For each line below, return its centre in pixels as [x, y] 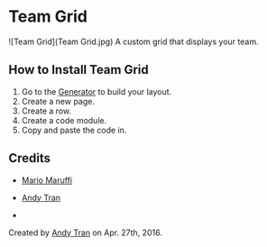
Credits [30, 158]
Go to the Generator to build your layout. [97, 91]
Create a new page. [58, 101]
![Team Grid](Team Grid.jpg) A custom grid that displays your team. [133, 41]
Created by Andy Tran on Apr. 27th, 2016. [86, 233]
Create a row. [46, 111]
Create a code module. [64, 120]
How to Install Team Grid [79, 70]
